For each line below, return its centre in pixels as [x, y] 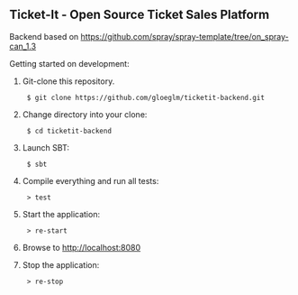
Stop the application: [61, 264]
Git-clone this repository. [68, 81]
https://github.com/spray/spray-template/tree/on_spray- [185, 36]
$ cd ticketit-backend [69, 131]
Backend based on [44, 36]
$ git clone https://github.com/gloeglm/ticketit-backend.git [146, 97]
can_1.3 [23, 46]
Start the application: [61, 214]
